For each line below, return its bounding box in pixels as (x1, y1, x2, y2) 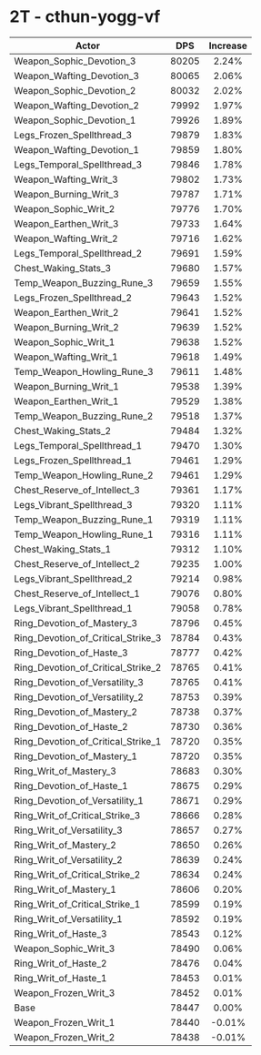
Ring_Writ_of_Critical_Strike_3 (14, 808, 141, 821)
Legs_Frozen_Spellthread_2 (14, 291, 133, 304)
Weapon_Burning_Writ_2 (14, 320, 120, 333)
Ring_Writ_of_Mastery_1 (14, 883, 116, 896)
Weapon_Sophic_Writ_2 (14, 202, 115, 215)
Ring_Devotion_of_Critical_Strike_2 (14, 661, 162, 674)
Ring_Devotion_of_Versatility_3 (14, 675, 144, 688)
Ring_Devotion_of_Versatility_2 (14, 690, 144, 703)
